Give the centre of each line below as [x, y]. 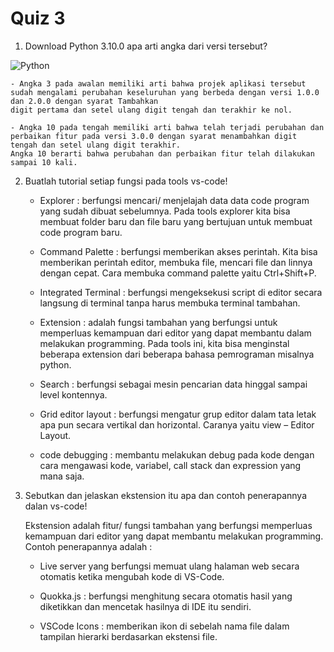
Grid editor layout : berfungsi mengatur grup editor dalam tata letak [178, 414]
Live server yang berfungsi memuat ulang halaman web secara [169, 566]
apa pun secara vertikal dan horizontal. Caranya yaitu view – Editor [177, 424]
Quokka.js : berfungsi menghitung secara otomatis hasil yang [166, 596]
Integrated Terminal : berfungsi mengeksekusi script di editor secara [181, 292]
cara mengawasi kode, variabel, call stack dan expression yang [170, 465]
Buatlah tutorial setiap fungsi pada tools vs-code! [126, 181]
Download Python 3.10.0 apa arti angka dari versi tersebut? [146, 46]
